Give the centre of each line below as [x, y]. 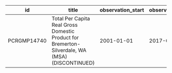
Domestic [63, 31]
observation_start [122, 10]
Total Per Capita [71, 19]
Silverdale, [64, 50]
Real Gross [64, 25]
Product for [65, 38]
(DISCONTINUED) [73, 63]
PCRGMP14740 [27, 41]
